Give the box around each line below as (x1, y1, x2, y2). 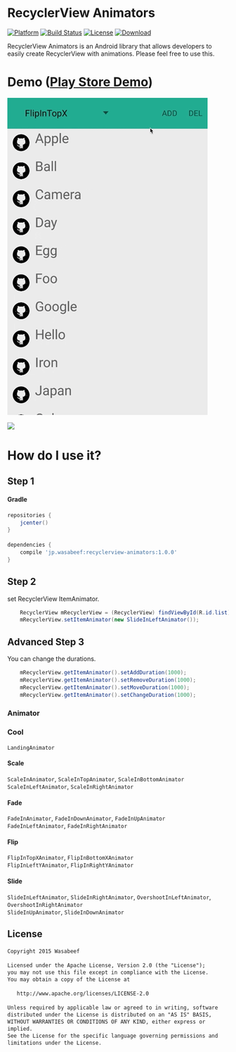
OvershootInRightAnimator (7, 901, 83, 908)
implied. (7, 1025, 33, 1032)
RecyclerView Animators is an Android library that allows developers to (7, 42, 212, 50)
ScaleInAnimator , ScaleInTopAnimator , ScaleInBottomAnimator (7, 775, 185, 784)
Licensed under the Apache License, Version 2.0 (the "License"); (7, 962, 206, 969)
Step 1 (7, 476, 35, 488)
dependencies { (7, 541, 52, 549)
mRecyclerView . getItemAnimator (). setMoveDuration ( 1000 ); (20, 683, 190, 691)
